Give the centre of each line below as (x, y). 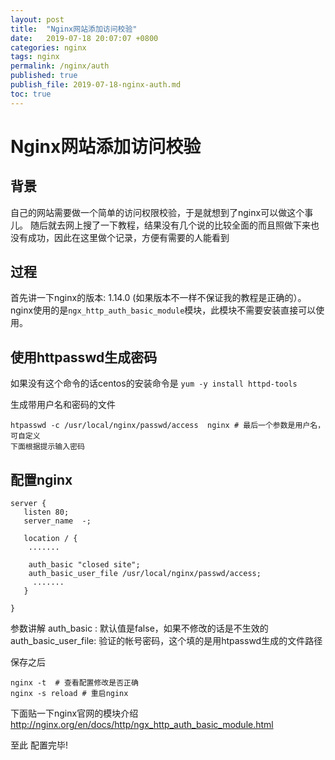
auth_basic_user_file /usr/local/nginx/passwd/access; (145, 574)
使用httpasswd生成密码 (84, 357)
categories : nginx (48, 47)
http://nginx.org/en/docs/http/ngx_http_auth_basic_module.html (142, 725)
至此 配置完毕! (39, 745)
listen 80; (46, 512)
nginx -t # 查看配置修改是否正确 (74, 683)
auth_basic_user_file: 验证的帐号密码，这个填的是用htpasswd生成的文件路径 (166, 641)
